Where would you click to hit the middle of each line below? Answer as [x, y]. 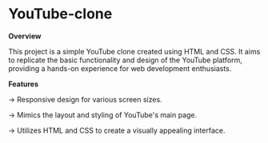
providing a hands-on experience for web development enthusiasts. [120, 68]
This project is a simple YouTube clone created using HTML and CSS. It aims [134, 51]
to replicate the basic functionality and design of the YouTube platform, [125, 60]
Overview [25, 36]
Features [23, 84]
